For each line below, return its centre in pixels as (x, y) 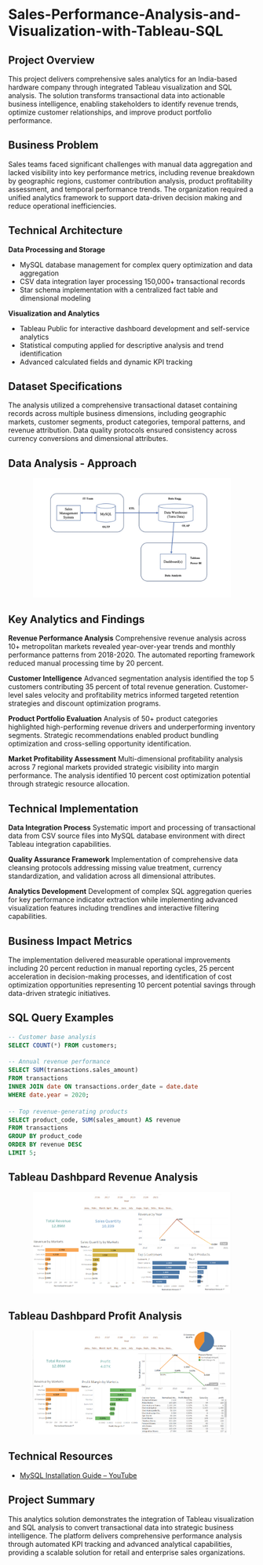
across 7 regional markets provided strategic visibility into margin (113, 768)
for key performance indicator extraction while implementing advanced (123, 899)
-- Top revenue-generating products (68, 1111)
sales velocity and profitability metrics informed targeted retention (132, 695)
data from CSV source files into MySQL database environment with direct (127, 836)
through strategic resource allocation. (69, 784)
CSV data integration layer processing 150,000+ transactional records (132, 281)
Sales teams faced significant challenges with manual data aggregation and (130, 164)
